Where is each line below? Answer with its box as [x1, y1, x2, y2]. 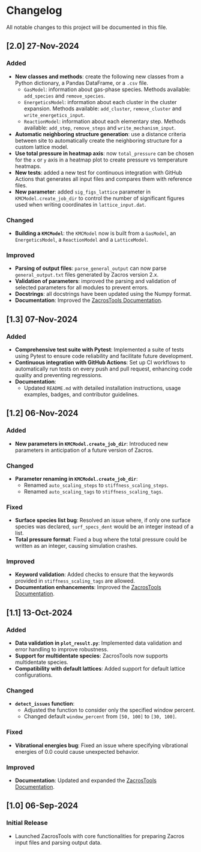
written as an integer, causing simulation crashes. [14, 542, 138, 550]
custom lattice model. [14, 143, 69, 151]
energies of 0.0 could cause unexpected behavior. [14, 748, 140, 755]
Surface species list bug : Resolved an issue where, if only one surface [14, 516, 191, 524]
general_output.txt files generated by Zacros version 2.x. [14, 271, 159, 278]
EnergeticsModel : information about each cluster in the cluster [23, 98, 177, 105]
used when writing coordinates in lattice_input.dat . [14, 201, 146, 208]
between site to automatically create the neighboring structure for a [14, 137, 182, 144]
